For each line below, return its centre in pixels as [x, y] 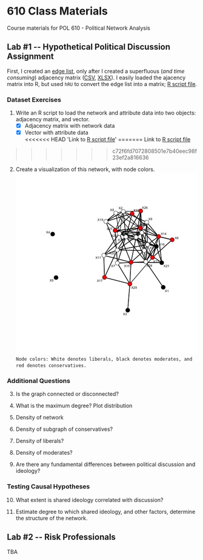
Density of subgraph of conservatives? [64, 429]
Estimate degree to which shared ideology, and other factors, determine [105, 512]
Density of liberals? [40, 441]
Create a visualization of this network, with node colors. [85, 169]
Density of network [40, 418]
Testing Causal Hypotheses [48, 487]
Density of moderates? [44, 453]
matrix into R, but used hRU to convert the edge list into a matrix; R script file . [102, 84]
